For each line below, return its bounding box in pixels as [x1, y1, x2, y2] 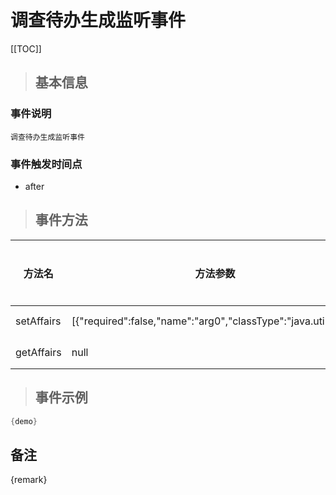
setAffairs [15, 314, 62, 328]
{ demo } [10, 416, 38, 426]
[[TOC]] [10, 42, 42, 55]
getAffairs [15, 345, 62, 359]
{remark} [10, 474, 48, 486]
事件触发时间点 [10, 157, 83, 171]
